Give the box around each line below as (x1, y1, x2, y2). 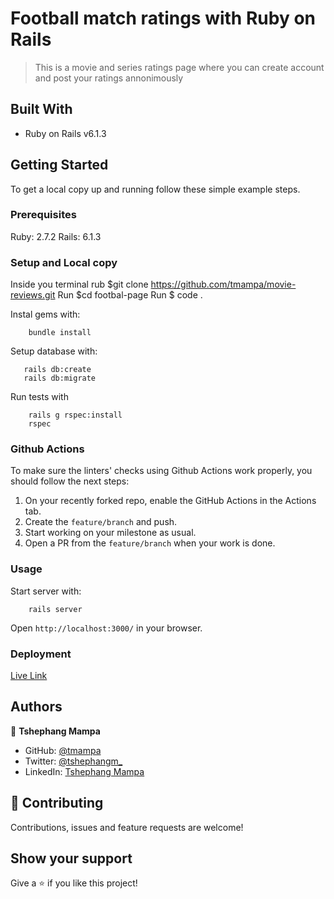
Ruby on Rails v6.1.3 (24, 127, 107, 139)
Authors (10, 698, 63, 716)
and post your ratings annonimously (34, 72, 184, 84)
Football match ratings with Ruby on (10, 7, 316, 30)
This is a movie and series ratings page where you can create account (34, 61, 325, 73)
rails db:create (23, 365, 92, 375)
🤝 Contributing (10, 795, 104, 812)
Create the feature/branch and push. (24, 516, 178, 528)
